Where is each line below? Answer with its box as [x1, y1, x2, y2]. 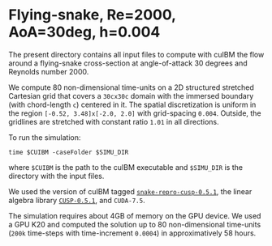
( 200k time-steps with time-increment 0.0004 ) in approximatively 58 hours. [8, 228, 257, 238]
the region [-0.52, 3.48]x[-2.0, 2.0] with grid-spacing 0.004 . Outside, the [8, 108, 261, 118]
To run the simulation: [8, 132, 81, 142]
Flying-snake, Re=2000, [8, 6, 176, 24]
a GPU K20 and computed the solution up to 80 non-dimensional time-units [8, 219, 261, 229]
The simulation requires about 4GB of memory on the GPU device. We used [8, 210, 261, 220]
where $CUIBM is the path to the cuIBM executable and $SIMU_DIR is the [8, 162, 244, 172]
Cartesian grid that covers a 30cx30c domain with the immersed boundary [8, 91, 254, 100]
